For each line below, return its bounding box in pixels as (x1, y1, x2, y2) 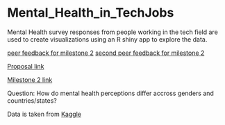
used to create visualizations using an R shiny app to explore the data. (7, 35, 208, 43)
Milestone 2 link (7, 75, 53, 84)
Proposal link (7, 62, 44, 70)
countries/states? (7, 96, 57, 105)
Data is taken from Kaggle (7, 110, 82, 118)
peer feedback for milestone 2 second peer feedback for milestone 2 (7, 49, 205, 57)
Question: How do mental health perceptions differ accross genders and (7, 89, 214, 97)
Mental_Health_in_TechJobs (7, 5, 174, 21)
